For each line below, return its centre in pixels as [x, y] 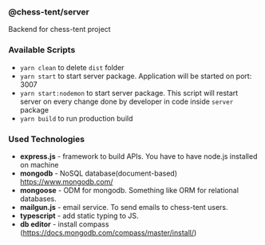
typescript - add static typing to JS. [79, 215]
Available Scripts [42, 50]
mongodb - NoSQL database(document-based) [99, 173]
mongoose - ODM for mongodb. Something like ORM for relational [129, 190]
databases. [38, 199]
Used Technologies [47, 139]
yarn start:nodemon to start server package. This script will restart [129, 93]
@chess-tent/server [49, 12]
